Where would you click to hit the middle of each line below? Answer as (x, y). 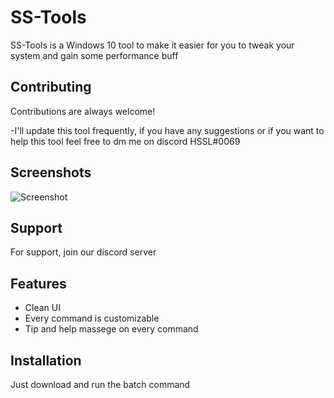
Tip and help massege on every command (111, 329)
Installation (46, 360)
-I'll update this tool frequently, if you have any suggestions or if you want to (167, 130)
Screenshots (51, 172)
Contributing (51, 87)
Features (38, 283)
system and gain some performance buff (94, 55)
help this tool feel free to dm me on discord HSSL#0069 (125, 141)
